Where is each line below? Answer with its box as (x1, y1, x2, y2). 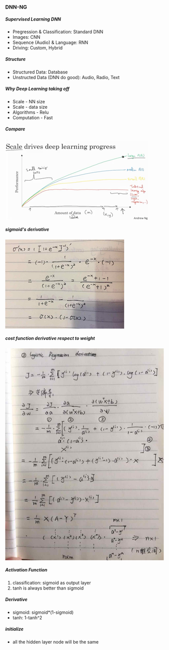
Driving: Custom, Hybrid (12, 44, 63, 51)
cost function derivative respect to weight (5, 335, 95, 341)
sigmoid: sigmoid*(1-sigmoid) (12, 609, 74, 615)
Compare (5, 126, 26, 132)
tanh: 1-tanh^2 (12, 614, 43, 620)
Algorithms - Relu (12, 109, 49, 115)
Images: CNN (12, 34, 41, 40)
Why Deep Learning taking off (5, 86, 69, 92)
